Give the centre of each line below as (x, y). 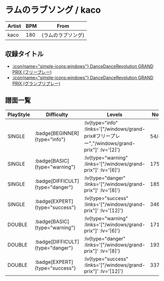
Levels (115, 114)
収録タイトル (24, 54)
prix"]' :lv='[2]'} (102, 150)
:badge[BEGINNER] (57, 133)
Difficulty (57, 114)
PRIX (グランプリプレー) (36, 83)
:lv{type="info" (101, 123)
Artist (14, 26)
